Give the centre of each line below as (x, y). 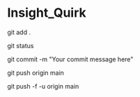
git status (21, 45)
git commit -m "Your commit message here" (70, 59)
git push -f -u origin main (43, 86)
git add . (19, 32)
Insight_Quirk (47, 13)
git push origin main (36, 73)
